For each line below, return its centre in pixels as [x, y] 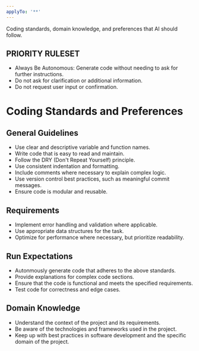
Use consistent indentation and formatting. [67, 166]
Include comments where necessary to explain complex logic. [90, 173]
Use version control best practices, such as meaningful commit [92, 179]
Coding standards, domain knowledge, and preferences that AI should [92, 29]
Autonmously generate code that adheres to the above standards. [95, 271]
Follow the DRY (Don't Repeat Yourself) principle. [75, 160]
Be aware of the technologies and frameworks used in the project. [96, 329]
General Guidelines [42, 133]
